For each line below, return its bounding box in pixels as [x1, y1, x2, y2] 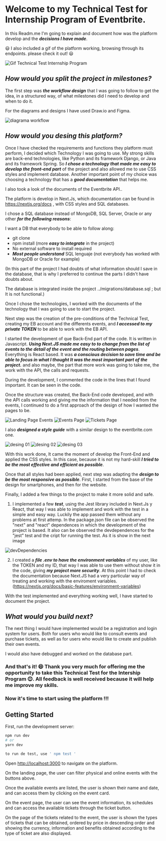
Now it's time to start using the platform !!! [5, 695, 109, 702]
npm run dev [5, 733, 30, 738]
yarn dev [5, 742, 23, 747]
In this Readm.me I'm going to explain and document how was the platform [5, 30, 158, 36]
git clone [12, 235, 31, 241]
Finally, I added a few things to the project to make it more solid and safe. [5, 491, 154, 497]
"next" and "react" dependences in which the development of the [12, 522, 146, 528]
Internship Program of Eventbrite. [5, 14, 146, 25]
